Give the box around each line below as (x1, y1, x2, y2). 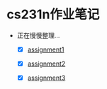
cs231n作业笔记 (6, 6, 100, 23)
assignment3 (27, 73, 66, 82)
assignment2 (27, 59, 66, 68)
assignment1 (27, 45, 64, 54)
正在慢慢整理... (16, 31, 60, 40)
